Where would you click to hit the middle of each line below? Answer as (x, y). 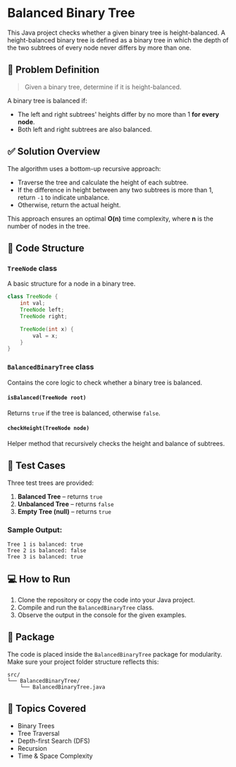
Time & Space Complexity (55, 756)
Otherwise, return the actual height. (69, 205)
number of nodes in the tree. (49, 226)
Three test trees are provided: (50, 483)
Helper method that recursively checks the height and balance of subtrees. (116, 443)
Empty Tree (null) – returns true (64, 511)
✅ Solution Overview (54, 152)
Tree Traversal (38, 733)
